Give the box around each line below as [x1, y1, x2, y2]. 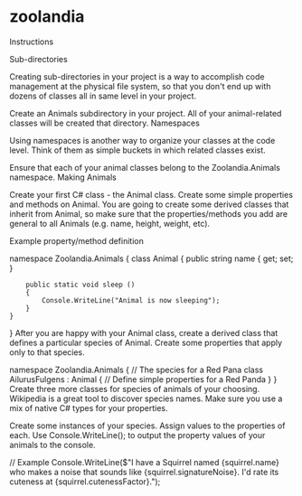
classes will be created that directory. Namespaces [9, 117, 201, 128]
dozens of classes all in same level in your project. [9, 90, 197, 101]
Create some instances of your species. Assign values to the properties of [9, 420, 286, 431]
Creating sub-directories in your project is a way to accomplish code [9, 70, 265, 82]
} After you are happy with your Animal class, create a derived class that [9, 327, 278, 338]
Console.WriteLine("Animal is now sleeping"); [42, 295, 221, 304]
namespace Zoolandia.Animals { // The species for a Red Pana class [9, 364, 264, 375]
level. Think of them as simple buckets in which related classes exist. [9, 145, 267, 155]
